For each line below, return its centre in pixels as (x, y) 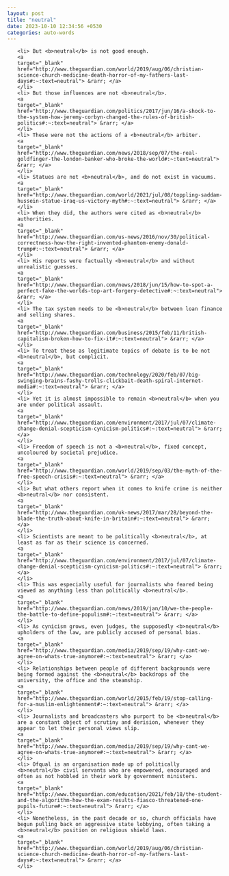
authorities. (36, 219)
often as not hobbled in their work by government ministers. (107, 777)
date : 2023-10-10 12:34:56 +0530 (55, 26)
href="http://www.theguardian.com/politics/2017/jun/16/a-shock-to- (117, 111)
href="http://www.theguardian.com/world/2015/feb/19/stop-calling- (115, 699)
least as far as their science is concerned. (83, 543)
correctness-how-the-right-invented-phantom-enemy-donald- (103, 243)
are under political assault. (60, 405)
